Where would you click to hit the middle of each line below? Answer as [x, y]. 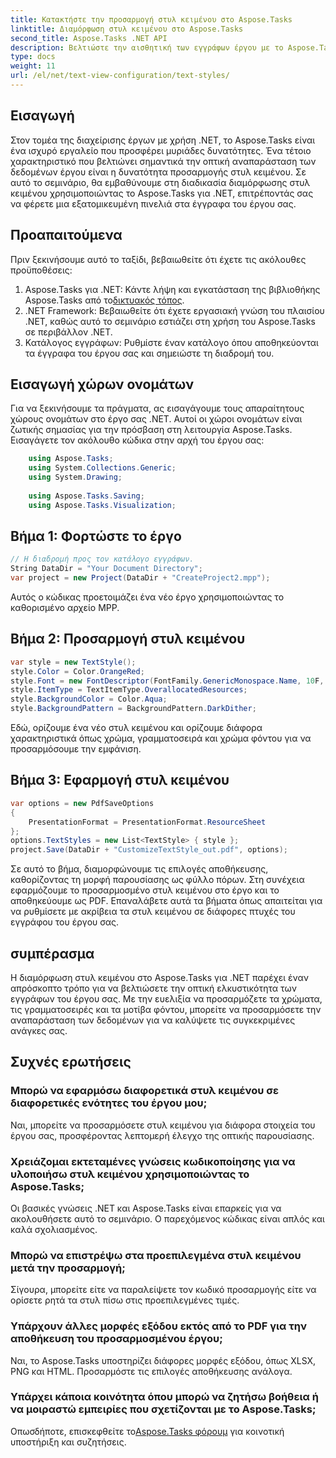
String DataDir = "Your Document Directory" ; [106, 569]
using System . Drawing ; [75, 477]
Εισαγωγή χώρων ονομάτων [102, 384]
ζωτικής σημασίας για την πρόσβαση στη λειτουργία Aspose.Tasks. [151, 430]
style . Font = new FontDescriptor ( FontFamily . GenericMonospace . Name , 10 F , [167, 681]
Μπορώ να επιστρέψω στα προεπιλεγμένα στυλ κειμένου [156, 1255]
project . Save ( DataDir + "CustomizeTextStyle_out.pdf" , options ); [149, 850]
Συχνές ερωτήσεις [71, 1062]
